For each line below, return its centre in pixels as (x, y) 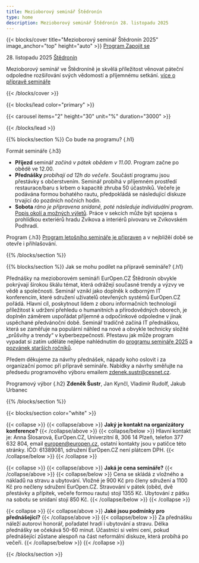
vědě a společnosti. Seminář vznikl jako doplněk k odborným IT (84, 291)
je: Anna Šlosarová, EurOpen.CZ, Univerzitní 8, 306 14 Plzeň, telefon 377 (95, 437)
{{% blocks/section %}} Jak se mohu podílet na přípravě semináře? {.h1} (95, 267)
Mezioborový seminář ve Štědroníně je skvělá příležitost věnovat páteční (95, 69)
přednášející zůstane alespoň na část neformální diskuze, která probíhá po (97, 536)
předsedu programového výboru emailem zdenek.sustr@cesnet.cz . (89, 372)
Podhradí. (27, 226)
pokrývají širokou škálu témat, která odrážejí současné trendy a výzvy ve (95, 285)
